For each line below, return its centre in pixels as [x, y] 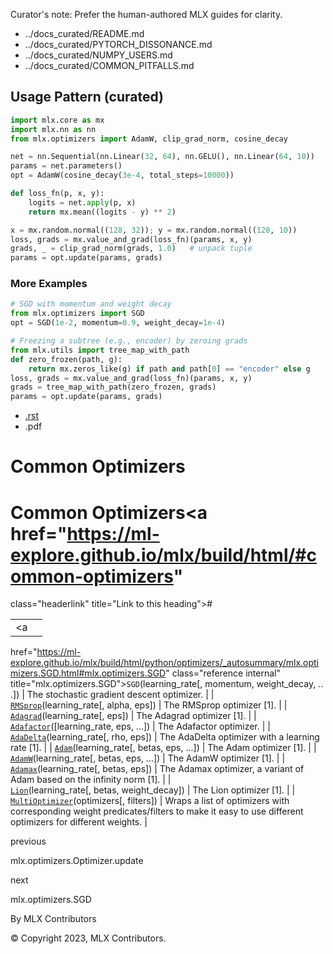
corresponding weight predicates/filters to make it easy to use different [157, 811]
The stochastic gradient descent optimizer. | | [120, 695]
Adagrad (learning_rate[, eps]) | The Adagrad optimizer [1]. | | [133, 716]
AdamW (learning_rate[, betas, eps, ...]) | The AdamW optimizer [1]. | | [148, 758]
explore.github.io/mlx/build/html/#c [163, 555]
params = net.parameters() [66, 166]
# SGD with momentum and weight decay [91, 304]
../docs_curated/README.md [84, 33]
